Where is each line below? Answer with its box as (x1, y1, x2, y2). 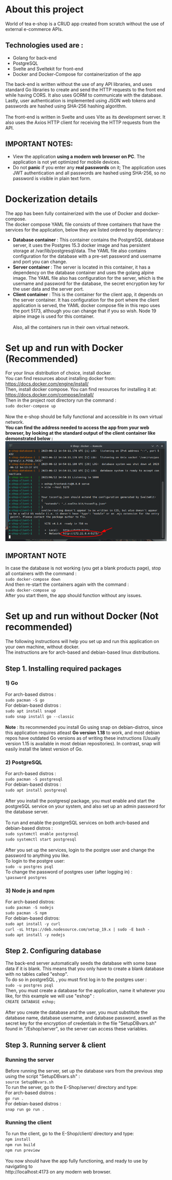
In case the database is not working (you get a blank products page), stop (5, 565, 161, 571)
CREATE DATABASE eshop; (5, 999, 56, 1005)
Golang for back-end (12, 55, 57, 61)
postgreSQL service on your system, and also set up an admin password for (5, 803, 165, 810)
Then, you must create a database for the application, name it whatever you (5, 988, 165, 994)
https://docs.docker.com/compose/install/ (5, 392, 94, 398)
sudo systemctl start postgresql (5, 837, 77, 842)
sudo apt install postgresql (5, 788, 68, 793)
